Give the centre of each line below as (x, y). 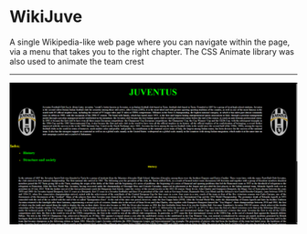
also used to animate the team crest (77, 61)
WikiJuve (46, 17)
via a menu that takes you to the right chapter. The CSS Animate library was (152, 51)
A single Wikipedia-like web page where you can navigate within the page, (150, 42)
